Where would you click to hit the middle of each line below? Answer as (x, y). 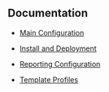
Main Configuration (52, 32)
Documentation (48, 13)
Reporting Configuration (60, 64)
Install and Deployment (58, 48)
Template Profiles (49, 79)
